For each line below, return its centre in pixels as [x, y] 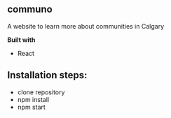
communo [30, 9]
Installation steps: [47, 75]
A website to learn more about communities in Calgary [86, 26]
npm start [31, 107]
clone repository [41, 92]
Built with [21, 40]
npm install [33, 99]
